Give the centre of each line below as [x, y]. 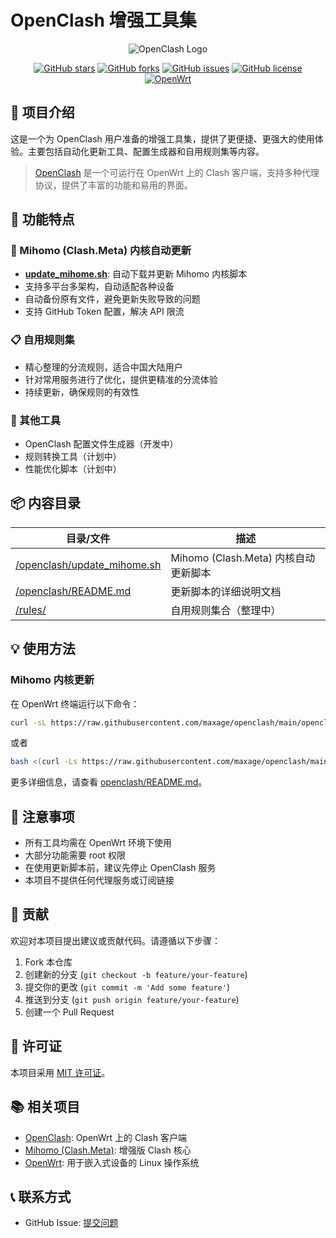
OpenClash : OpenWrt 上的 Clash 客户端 [105, 1137]
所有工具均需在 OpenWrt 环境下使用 [98, 843]
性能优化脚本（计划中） [73, 469]
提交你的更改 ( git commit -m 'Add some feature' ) [127, 987]
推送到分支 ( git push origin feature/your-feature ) [132, 999]
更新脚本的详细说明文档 [226, 591]
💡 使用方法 [43, 649]
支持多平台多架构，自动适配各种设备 [99, 287]
